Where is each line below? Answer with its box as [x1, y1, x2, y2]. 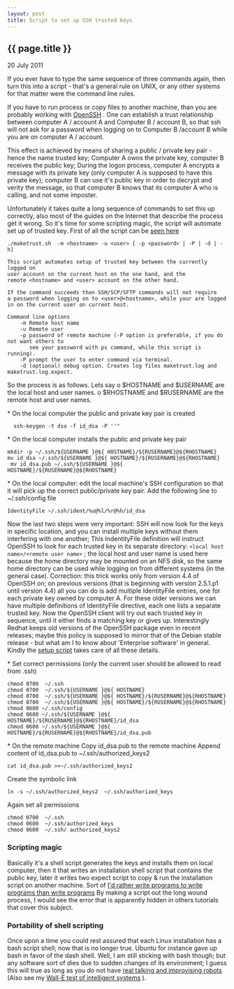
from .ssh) [7, 667, 37, 675]
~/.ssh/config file [7, 494, 57, 503]
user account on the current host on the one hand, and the [7, 270, 187, 278]
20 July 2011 [7, 61, 43, 70]
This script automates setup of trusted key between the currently [7, 259, 208, 266]
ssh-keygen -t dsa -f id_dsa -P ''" [13, 423, 120, 430]
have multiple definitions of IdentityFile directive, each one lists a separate [7, 602, 221, 610]
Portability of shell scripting [7, 921, 104, 930]
